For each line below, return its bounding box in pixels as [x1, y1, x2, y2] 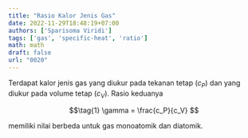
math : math [8, 41, 45, 49]
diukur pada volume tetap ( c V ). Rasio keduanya [8, 89, 163, 100]
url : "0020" [8, 57, 48, 65]
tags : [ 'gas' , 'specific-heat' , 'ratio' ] [8, 34, 148, 42]
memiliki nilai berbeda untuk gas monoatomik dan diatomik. [8, 121, 203, 131]
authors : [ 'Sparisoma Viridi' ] [8, 26, 112, 34]
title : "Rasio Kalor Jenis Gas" [8, 11, 116, 20]
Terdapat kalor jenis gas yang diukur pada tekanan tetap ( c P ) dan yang [8, 77, 241, 89]
